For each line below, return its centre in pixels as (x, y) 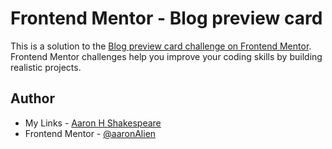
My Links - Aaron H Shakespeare (93, 123)
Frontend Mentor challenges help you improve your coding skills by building (166, 56)
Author (32, 98)
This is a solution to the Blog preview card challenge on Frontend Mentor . (161, 46)
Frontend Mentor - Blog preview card (166, 18)
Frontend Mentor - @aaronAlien (90, 133)
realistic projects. (46, 67)
